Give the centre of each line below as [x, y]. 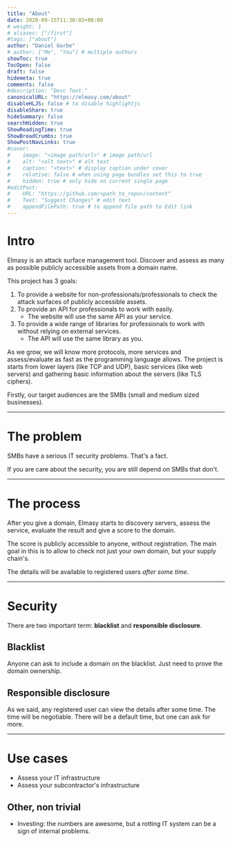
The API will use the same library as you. [85, 338]
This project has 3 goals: [42, 280]
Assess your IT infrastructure [58, 778]
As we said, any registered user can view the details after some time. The [112, 710]
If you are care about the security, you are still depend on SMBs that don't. [113, 469]
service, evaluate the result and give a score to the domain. [91, 530]
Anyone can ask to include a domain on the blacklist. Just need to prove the [115, 664]
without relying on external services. [69, 331]
